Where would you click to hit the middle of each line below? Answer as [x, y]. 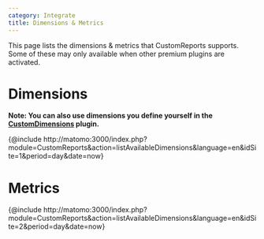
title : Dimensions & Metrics [56, 23]
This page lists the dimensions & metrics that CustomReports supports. [123, 45]
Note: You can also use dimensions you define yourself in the [110, 116]
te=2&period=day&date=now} [57, 226]
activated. [24, 62]
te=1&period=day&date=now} [56, 156]
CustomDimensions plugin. [54, 124]
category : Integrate [42, 15]
